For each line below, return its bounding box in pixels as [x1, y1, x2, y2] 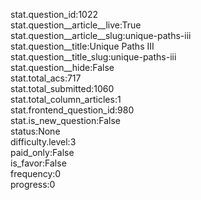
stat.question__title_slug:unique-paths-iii [10, 51, 177, 63]
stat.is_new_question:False [10, 115, 121, 126]
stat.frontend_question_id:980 [10, 104, 135, 116]
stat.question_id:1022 [10, 9, 99, 20]
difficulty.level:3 [10, 136, 77, 148]
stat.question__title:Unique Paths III [10, 40, 155, 52]
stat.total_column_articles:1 [10, 94, 122, 105]
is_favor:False [10, 157, 67, 169]
